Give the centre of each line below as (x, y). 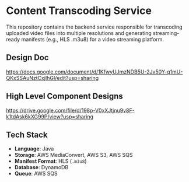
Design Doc (27, 57)
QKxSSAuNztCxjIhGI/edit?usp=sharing (52, 78)
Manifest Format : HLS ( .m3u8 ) (50, 161)
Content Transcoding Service (79, 11)
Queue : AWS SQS (36, 174)
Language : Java (34, 149)
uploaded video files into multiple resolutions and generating (79, 33)
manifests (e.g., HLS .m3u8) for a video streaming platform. (93, 39)
